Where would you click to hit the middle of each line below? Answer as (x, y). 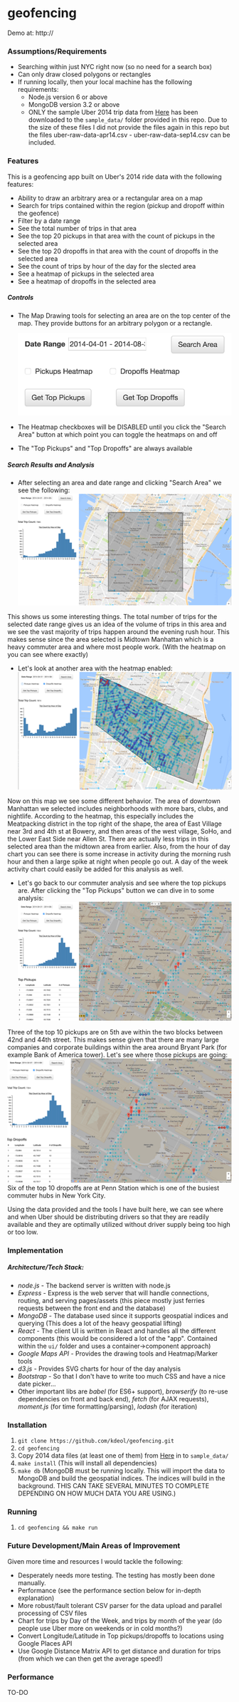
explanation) (36, 1598)
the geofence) (38, 213)
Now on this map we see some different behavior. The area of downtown (114, 801)
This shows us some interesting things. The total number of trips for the (112, 616)
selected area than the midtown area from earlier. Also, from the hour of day (119, 846)
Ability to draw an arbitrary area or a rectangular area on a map (110, 198)
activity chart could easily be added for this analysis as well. (95, 869)
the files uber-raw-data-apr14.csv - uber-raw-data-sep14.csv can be (129, 135)
